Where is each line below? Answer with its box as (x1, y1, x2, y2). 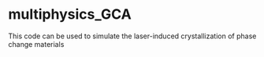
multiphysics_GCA (8, 5, 132, 23)
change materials (8, 39, 65, 48)
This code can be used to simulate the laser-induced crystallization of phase (8, 31, 257, 41)
